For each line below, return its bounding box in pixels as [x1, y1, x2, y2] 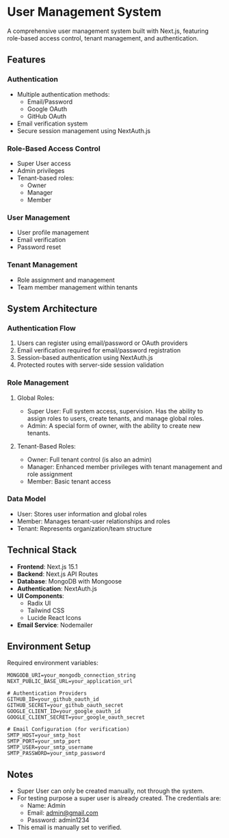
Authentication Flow [7, 323, 77, 333]
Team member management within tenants [16, 283, 138, 291]
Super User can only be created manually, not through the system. [16, 787, 204, 795]
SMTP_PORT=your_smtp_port [7, 738, 81, 745]
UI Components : [16, 591, 65, 600]
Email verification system [16, 119, 88, 128]
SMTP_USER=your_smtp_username [7, 744, 94, 751]
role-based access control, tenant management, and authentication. [7, 34, 199, 42]
